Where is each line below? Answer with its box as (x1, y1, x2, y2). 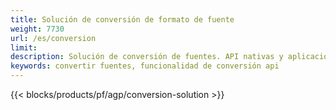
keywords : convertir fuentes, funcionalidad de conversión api (10, 61, 280, 71)
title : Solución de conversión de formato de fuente (10, 14, 235, 25)
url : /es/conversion (10, 33, 97, 43)
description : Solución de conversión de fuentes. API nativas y (10, 52, 284, 62)
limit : (10, 42, 38, 53)
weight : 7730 (10, 24, 65, 34)
